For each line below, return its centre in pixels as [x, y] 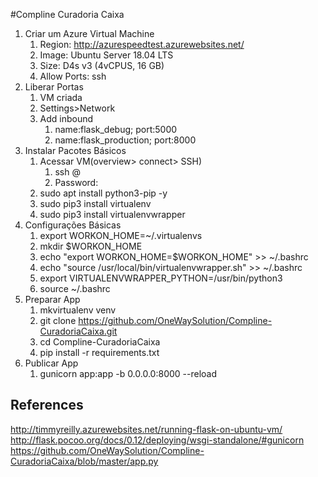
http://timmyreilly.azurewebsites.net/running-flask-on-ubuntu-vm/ [146, 429]
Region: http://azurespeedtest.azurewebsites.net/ [142, 44]
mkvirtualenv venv [78, 310]
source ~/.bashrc [75, 288]
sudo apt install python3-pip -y [103, 193]
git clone [58, 320]
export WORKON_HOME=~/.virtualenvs [121, 235]
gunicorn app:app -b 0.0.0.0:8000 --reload [128, 373]
